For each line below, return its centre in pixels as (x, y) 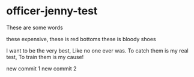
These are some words (35, 27)
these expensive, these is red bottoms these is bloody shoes (81, 39)
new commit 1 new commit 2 (41, 68)
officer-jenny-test (52, 11)
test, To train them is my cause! (45, 57)
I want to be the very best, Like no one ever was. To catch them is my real (97, 50)
